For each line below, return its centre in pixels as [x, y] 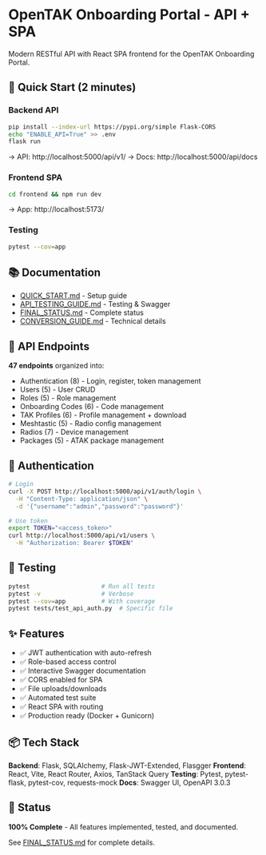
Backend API [34, 110]
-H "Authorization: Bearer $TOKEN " [75, 543]
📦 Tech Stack [44, 742]
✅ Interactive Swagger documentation [83, 671]
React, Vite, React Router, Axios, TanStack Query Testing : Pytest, [116, 773]
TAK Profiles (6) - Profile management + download [103, 415]
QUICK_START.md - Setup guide [73, 296]
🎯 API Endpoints [49, 346]
